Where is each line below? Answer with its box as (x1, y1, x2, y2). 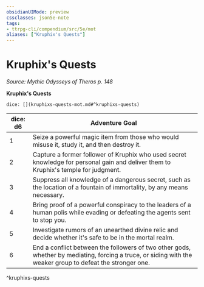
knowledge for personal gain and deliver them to (32, 158, 171, 166)
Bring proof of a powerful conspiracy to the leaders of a (32, 200, 191, 209)
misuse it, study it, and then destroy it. (32, 141, 141, 149)
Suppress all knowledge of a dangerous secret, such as (32, 175, 191, 184)
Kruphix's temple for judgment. (32, 166, 121, 174)
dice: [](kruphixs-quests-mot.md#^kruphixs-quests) (6, 102, 140, 108)
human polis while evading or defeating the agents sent (32, 208, 191, 217)
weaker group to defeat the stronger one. (32, 258, 151, 267)
